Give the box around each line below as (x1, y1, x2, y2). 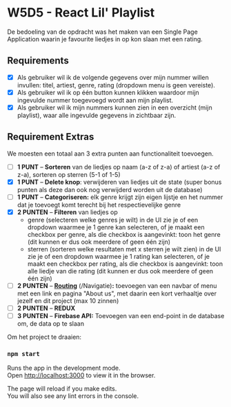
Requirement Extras (7, 131, 94, 143)
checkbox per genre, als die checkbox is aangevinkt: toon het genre (27, 231, 221, 238)
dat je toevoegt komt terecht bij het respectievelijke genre (17, 200, 181, 209)
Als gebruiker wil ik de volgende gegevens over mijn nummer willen (17, 73, 209, 81)
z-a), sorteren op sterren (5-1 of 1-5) (17, 170, 121, 178)
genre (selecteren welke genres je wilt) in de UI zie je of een (27, 216, 199, 224)
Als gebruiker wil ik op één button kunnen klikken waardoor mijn (17, 88, 200, 96)
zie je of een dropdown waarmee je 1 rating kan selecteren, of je (27, 253, 210, 260)
